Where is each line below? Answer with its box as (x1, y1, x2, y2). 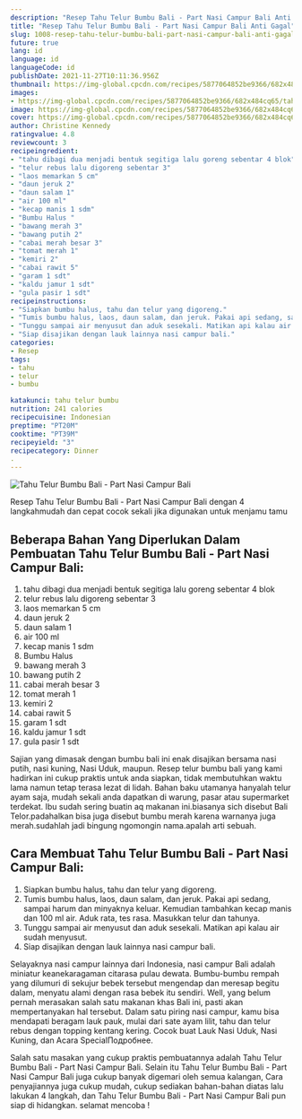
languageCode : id (10, 64, 75, 73)
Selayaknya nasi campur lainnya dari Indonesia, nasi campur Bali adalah (10, 959, 276, 969)
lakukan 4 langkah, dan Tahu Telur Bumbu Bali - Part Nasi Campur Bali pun (10, 1090, 286, 1101)
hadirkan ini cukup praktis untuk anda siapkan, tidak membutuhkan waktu (10, 772, 282, 783)
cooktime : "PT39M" (10, 429, 79, 438)
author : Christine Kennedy (10, 122, 111, 131)
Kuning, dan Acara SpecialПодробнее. (10, 1035, 153, 1045)
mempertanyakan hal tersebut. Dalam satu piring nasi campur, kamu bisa (10, 1006, 280, 1017)
